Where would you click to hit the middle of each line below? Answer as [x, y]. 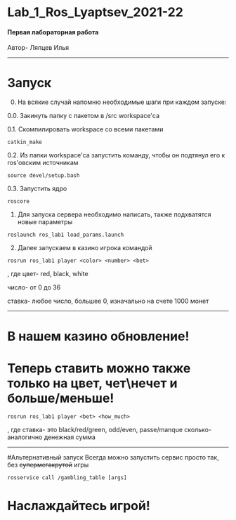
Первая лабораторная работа [53, 32]
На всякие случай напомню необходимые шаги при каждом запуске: [122, 102]
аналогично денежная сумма [52, 437]
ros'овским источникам [43, 163]
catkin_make [25, 142]
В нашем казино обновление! [98, 336]
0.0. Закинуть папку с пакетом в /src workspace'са [84, 116]
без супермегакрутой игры [48, 465]
